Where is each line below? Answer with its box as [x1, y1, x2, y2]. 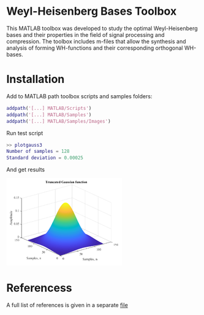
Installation [6, 72, 65, 87]
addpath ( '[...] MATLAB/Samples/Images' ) [6, 118, 111, 124]
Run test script [6, 129, 43, 136]
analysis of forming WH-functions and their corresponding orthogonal [6, 44, 183, 52]
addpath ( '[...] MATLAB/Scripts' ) [6, 105, 92, 111]
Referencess [6, 281, 72, 295]
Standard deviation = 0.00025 [6, 155, 84, 161]
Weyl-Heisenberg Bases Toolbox [6, 4, 177, 18]
